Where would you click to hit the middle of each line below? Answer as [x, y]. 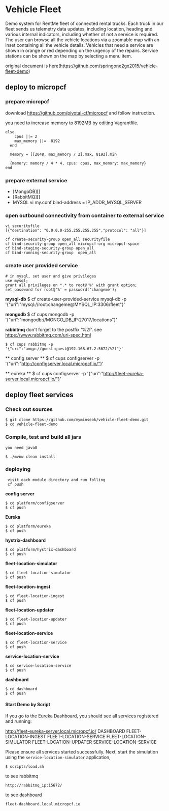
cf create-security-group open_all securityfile [58, 240]
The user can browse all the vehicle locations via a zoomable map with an [82, 40]
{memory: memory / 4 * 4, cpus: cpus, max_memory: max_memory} [78, 163]
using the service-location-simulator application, [58, 757]
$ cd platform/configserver [35, 503]
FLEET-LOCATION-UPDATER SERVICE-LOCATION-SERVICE [94, 742]
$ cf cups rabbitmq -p [29, 344]
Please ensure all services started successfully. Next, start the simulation [82, 752]
